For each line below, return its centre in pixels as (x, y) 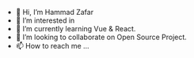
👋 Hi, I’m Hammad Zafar (54, 12)
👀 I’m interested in (45, 20)
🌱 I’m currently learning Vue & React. (76, 29)
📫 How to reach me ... (52, 46)
